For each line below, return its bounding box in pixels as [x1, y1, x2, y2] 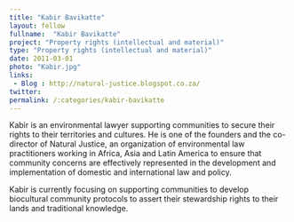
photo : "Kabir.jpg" [9, 63, 82, 72]
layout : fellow [9, 21, 66, 30]
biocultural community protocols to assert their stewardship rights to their [9, 194, 279, 204]
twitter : [9, 87, 42, 96]
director [9, 139, 38, 149]
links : [9, 71, 34, 80]
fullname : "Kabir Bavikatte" [9, 29, 122, 38]
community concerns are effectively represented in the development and [9, 157, 277, 169]
